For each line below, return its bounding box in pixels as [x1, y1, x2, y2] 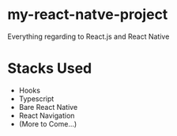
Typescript [18, 93, 55, 104]
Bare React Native [18, 102, 78, 111]
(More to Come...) [18, 119, 77, 128]
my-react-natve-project [7, 6, 168, 24]
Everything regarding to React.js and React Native [7, 32, 170, 41]
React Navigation [18, 111, 75, 120]
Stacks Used [7, 59, 92, 77]
